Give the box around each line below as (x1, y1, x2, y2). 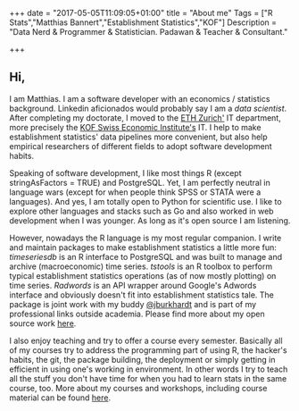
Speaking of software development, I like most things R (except (9, 167, 242, 178)
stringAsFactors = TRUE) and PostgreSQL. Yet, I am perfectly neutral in (9, 177, 270, 188)
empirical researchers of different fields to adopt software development (9, 140, 272, 151)
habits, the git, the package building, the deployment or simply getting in (9, 354, 276, 365)
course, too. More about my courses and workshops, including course (9, 382, 268, 393)
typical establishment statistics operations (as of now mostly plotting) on (9, 270, 277, 281)
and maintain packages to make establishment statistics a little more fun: (9, 241, 277, 253)
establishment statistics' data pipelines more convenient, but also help (9, 131, 268, 142)
